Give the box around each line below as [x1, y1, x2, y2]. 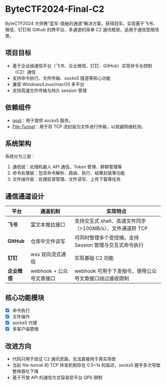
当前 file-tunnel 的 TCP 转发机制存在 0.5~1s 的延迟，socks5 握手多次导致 [12, 362, 161, 368]
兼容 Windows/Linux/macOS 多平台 [12, 81, 85, 87]
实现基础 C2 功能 [74, 255, 114, 261]
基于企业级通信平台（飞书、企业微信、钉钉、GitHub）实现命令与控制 [12, 63, 152, 69]
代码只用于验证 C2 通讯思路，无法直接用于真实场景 [12, 356, 116, 362]
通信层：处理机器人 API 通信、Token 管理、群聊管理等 [12, 164, 123, 170]
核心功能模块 [5, 293, 44, 302]
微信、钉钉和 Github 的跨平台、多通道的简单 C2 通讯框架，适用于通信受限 [5, 26, 155, 33]
